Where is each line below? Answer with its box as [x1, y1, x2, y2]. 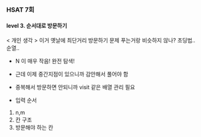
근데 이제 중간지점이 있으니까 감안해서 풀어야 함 [15, 71, 129, 78]
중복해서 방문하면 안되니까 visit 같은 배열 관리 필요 [15, 84, 135, 91]
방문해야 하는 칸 [15, 124, 53, 131]
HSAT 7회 [6, 5, 35, 14]
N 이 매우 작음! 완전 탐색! [15, 57, 75, 65]
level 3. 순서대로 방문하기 [6, 22, 67, 29]
